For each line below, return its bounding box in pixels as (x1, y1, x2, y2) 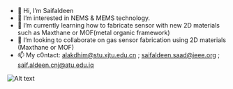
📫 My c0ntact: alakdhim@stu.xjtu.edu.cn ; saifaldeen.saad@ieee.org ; (17, 51, 220, 59)
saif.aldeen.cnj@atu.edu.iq (17, 61, 94, 69)
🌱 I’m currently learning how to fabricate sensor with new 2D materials (17, 21, 220, 29)
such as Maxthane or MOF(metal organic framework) (17, 28, 170, 37)
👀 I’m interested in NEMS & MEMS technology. (17, 14, 151, 22)
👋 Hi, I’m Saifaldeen (17, 7, 74, 14)
